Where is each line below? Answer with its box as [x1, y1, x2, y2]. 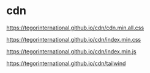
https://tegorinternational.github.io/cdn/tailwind [6, 60, 126, 67]
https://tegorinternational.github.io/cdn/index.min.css [6, 36, 141, 43]
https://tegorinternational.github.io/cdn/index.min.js [6, 47, 137, 55]
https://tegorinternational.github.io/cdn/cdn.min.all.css [6, 24, 144, 31]
